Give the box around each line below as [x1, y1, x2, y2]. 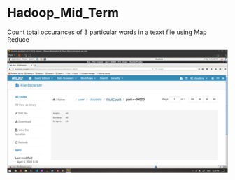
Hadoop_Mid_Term [7, 5, 120, 21]
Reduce [7, 35, 29, 43]
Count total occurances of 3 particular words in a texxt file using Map [7, 28, 208, 36]
